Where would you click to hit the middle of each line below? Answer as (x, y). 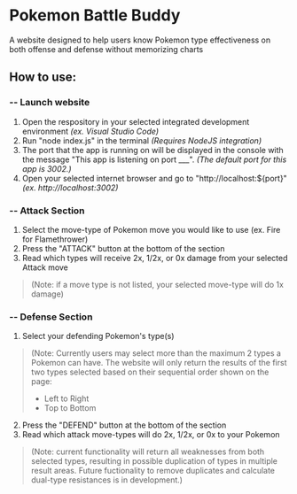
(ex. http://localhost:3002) (70, 188)
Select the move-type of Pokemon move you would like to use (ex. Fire (151, 229)
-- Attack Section (47, 211)
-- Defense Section (51, 317)
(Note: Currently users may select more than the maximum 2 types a (156, 353)
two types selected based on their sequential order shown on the (150, 372)
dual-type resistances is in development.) (107, 480)
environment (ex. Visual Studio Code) (90, 131)
